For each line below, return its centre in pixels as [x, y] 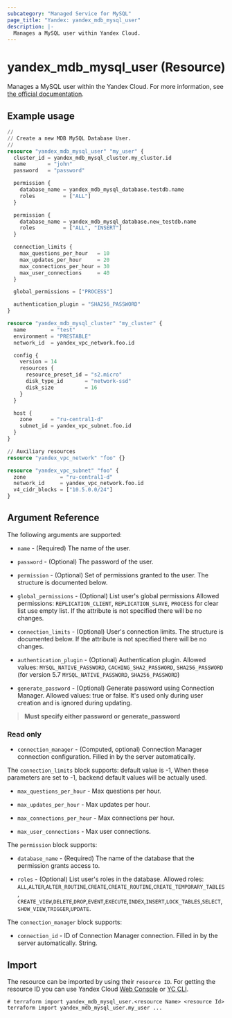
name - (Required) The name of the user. [74, 548]
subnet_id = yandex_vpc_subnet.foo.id [75, 426]
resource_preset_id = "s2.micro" [74, 375]
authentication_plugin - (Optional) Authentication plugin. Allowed [111, 659]
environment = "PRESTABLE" [52, 336]
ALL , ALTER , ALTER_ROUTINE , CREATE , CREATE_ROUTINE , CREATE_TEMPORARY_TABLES [121, 887]
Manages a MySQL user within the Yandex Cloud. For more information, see [115, 87]
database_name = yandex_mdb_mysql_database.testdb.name [102, 190]
